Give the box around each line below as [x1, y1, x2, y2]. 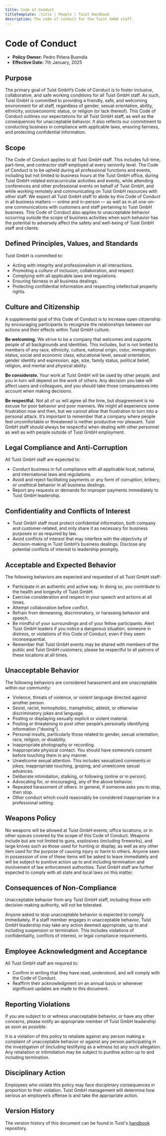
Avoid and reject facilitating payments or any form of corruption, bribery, [12, 477, 161, 483]
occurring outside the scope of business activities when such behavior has [5, 214, 159, 221]
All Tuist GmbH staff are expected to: [5, 456, 81, 462]
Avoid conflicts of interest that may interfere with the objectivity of [12, 536, 148, 542]
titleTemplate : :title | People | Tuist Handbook [5, 12, 110, 17]
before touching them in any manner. [12, 752, 88, 758]
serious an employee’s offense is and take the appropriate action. [5, 1092, 139, 1098]
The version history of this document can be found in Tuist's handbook [5, 1120, 150, 1126]
